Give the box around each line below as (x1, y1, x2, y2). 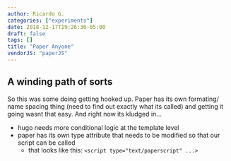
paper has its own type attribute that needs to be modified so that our (17, 131, 220, 139)
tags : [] (7, 37, 33, 44)
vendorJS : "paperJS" (7, 50, 69, 57)
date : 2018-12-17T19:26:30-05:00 (7, 23, 106, 30)
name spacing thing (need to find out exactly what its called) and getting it (7, 102, 224, 110)
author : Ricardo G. (7, 10, 65, 18)
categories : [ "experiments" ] (7, 17, 93, 24)
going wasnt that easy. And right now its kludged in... (7, 109, 162, 118)
